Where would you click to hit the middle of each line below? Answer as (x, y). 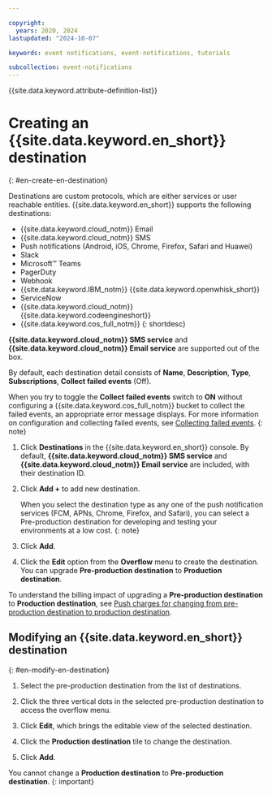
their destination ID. (53, 473)
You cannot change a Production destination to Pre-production (116, 773)
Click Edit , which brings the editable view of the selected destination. (136, 725)
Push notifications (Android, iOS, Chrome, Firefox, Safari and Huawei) (136, 246)
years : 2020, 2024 (47, 30)
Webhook (36, 281)
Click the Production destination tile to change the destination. (126, 741)
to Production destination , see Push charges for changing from (115, 604)
